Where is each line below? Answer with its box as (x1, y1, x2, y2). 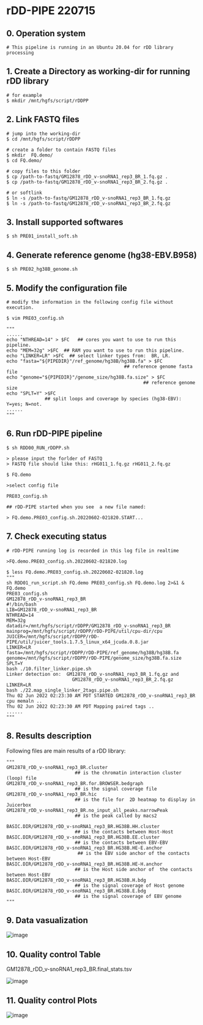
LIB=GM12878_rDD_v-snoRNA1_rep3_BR (6, 606, 97, 613)
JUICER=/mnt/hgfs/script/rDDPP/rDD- (6, 633, 100, 640)
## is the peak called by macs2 (74, 813, 157, 819)
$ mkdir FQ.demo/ (6, 152, 53, 158)
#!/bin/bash (6, 601, 37, 608)
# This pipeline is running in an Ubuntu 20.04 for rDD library (6, 44, 174, 50)
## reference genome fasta (124, 363, 193, 370)
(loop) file (6, 775, 37, 781)
